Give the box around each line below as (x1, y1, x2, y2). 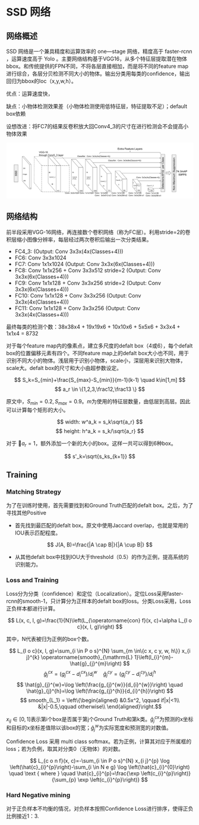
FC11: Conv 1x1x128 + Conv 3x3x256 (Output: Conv (14, 304, 141, 312)
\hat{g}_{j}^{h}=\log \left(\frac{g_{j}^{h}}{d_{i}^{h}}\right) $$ (26, 687, 173, 694)
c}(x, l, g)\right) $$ (77, 623, 123, 630)
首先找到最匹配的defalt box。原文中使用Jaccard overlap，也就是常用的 (14, 522, 189, 529)
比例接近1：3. (6, 813, 40, 820)
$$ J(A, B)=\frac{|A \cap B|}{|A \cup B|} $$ (47, 541, 153, 548)
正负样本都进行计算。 (6, 605, 58, 612)
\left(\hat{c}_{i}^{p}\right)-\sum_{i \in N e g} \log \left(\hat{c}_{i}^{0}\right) (10, 763, 190, 770)
